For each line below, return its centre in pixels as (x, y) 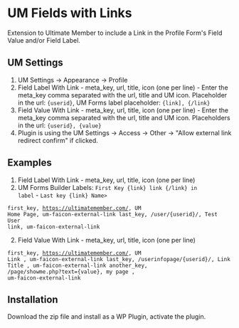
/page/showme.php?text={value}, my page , (71, 272)
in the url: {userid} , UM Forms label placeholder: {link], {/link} (114, 102)
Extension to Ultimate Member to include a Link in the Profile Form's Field (115, 33)
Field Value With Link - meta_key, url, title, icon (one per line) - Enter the (123, 110)
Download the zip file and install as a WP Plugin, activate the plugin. (107, 317)
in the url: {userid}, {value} (59, 125)
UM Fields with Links (70, 13)
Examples (30, 163)
